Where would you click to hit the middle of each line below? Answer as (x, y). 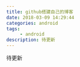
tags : (13, 29)
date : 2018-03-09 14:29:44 (40, 18)
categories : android (32, 23)
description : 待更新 (31, 40)
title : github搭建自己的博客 (40, 12)
